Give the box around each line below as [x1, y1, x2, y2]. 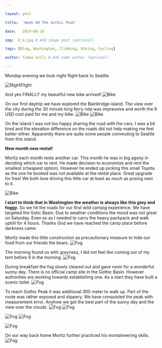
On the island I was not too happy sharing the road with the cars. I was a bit [5, 121, 156, 126]
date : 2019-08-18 [5, 29, 44, 34]
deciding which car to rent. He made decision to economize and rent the [5, 160, 149, 166]
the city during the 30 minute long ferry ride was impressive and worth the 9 [5, 106, 157, 112]
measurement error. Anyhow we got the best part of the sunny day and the [5, 299, 154, 305]
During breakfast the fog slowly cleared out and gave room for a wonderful [5, 264, 154, 269]
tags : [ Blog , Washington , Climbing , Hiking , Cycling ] [5, 47, 116, 51]
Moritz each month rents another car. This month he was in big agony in [5, 155, 148, 161]
